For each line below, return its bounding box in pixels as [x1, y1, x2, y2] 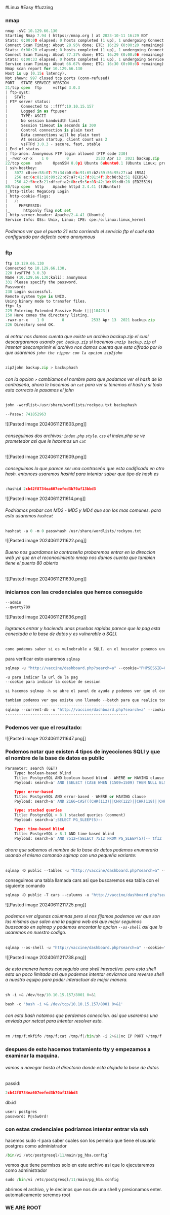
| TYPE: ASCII [5, 114, 47, 119]
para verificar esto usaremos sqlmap [5, 655, 80, 662]
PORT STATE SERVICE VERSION [5, 80, 69, 85]
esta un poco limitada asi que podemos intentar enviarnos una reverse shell [5, 971, 164, 977]
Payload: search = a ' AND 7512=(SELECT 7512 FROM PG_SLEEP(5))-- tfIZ [14, 836, 162, 841]
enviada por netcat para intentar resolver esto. [5, 1018, 103, 1024]
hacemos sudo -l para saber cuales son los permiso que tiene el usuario [5, 1137, 156, 1143]
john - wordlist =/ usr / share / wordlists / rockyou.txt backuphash [5, 403, 137, 408]
